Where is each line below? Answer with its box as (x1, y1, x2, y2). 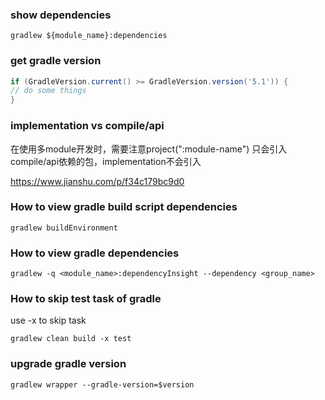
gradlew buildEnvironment (10, 223, 118, 233)
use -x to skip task (10, 314, 87, 327)
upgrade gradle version (10, 357, 127, 371)
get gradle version (10, 54, 102, 68)
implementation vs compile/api (10, 119, 165, 133)
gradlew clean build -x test (10, 334, 132, 344)
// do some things (10, 86, 87, 96)
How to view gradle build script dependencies (10, 200, 238, 214)
